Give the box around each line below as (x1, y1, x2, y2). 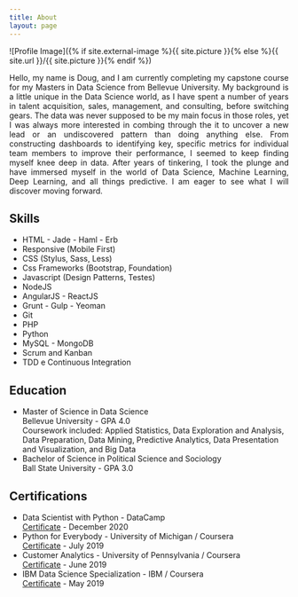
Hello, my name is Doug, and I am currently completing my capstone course (9, 72, 289, 82)
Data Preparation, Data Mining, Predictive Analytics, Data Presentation (21, 435, 279, 445)
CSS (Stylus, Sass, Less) (21, 254, 113, 264)
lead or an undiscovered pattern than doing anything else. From (9, 129, 289, 139)
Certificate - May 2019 (21, 577, 105, 588)
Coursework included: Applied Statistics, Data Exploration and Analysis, (21, 425, 285, 436)
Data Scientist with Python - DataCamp (21, 512, 166, 522)
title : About (9, 12, 58, 22)
